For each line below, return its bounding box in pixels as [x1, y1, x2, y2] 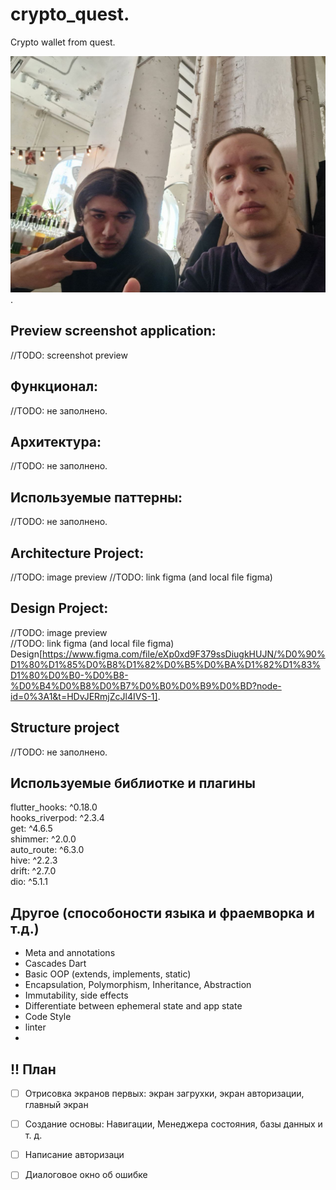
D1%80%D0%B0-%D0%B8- [10, 669, 129, 681]
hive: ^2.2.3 [10, 854, 58, 867]
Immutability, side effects [24, 989, 129, 1002]
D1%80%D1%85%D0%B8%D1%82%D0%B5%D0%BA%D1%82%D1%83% [10, 658, 322, 670]
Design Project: [10, 600, 109, 617]
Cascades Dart [24, 958, 87, 970]
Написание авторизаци [24, 1149, 125, 1161]
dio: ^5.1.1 [10, 876, 48, 888]
